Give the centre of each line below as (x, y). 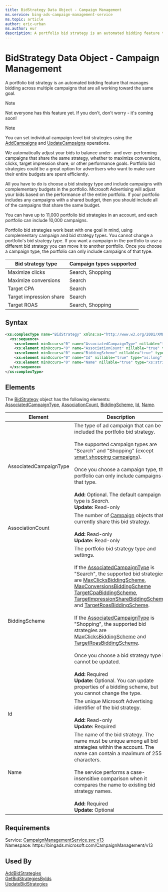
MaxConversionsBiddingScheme (112, 586)
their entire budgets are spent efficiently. (47, 174)
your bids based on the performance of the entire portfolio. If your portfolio (82, 194)
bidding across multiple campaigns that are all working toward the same (79, 88)
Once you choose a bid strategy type (118, 655)
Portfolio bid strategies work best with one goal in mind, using (69, 230)
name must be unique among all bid (116, 741)
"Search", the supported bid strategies (119, 574)
